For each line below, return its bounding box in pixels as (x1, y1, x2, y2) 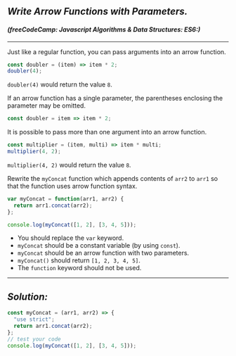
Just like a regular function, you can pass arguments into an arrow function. (7, 47, 226, 56)
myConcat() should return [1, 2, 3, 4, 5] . (17, 256, 140, 265)
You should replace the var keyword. (17, 234, 124, 242)
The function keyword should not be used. (17, 264, 142, 272)
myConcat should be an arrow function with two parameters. (17, 249, 190, 258)
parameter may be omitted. (7, 101, 86, 110)
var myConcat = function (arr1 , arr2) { (7, 195, 124, 203)
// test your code (7, 336, 61, 343)
